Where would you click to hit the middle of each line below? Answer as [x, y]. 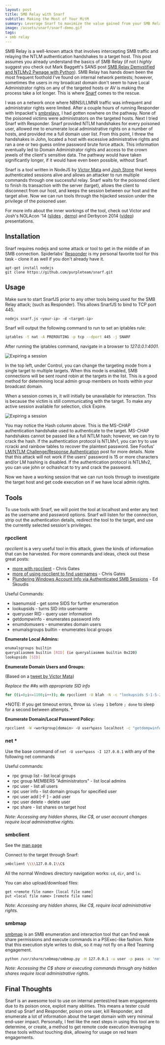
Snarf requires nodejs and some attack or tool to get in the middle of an [77, 248]
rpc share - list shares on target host [49, 807]
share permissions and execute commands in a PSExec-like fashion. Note [80, 939]
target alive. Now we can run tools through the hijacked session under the [80, 196]
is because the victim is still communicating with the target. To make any [79, 401]
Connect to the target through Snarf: [42, 855]
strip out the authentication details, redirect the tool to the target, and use [79, 520]
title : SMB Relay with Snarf [35, 14]
